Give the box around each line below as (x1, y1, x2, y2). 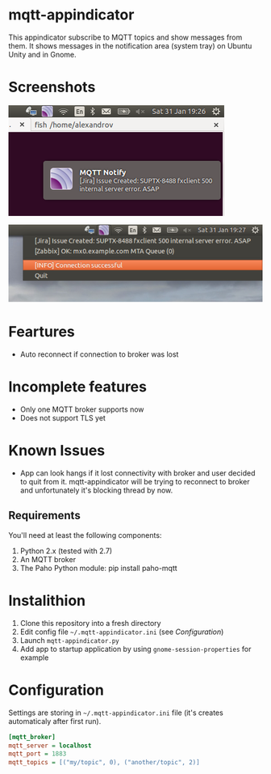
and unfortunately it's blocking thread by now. (19, 485, 173, 495)
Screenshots (8, 78, 96, 96)
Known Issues (8, 442, 106, 460)
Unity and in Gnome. (8, 49, 77, 59)
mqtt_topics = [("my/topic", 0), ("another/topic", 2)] (8, 759, 200, 767)
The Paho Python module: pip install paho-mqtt (19, 563, 177, 573)
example (19, 653, 49, 662)
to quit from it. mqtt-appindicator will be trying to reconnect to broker (19, 477, 250, 487)
